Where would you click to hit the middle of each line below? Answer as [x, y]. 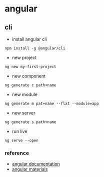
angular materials [30, 169]
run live [20, 131]
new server [23, 113]
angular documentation [36, 164]
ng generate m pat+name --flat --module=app [52, 103]
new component [29, 76]
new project [24, 57]
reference [17, 153]
